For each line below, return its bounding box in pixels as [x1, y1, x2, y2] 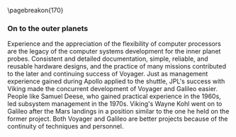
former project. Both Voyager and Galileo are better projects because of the [7, 114, 228, 123]
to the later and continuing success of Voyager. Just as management [7, 70, 208, 78]
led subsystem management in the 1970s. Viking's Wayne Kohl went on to [7, 100, 223, 108]
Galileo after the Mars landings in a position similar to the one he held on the [7, 107, 230, 116]
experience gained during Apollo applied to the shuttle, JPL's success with [7, 77, 225, 85]
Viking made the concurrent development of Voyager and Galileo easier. [7, 85, 218, 93]
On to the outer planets [7, 23, 89, 33]
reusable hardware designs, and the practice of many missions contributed [7, 62, 227, 71]
